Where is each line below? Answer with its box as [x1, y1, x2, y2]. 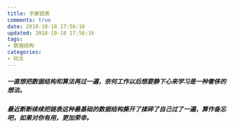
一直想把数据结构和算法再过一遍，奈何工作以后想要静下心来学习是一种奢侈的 [7, 77, 226, 86]
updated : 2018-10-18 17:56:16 [7, 29, 95, 37]
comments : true [7, 17, 51, 24]
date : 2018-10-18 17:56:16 [7, 23, 85, 30]
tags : [7, 36, 23, 43]
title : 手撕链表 [7, 10, 50, 17]
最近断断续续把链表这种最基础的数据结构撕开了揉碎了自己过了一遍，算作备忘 [7, 104, 226, 113]
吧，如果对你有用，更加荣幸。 [7, 113, 92, 122]
